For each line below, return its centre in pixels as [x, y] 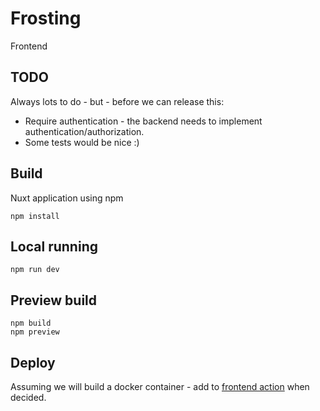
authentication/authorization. [84, 131]
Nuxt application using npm [67, 198]
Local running [54, 246]
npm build [31, 323]
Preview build [54, 300]
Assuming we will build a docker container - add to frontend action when [160, 386]
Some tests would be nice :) [82, 142]
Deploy [33, 362]
